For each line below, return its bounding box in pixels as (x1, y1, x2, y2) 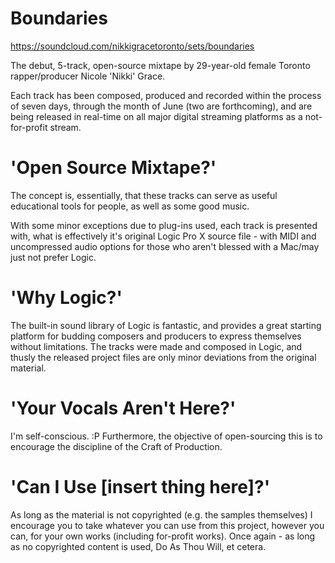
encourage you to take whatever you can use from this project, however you (10, 519, 325, 531)
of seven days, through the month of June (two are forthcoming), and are (10, 100, 313, 112)
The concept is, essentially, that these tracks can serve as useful (10, 189, 278, 201)
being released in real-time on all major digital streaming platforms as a (10, 110, 303, 122)
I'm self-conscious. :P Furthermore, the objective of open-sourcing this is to (10, 430, 323, 442)
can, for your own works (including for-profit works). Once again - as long (10, 530, 316, 542)
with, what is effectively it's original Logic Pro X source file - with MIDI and (10, 230, 317, 242)
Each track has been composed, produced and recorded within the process (10, 89, 322, 101)
